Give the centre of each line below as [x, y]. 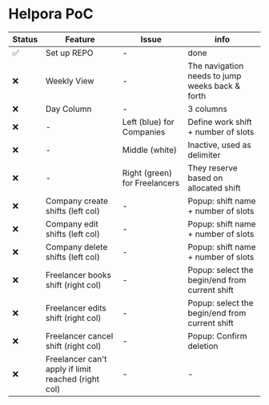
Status [25, 39]
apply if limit [68, 369]
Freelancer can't [76, 359]
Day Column [68, 109]
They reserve [213, 167]
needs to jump [215, 75]
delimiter [204, 154]
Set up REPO [69, 53]
